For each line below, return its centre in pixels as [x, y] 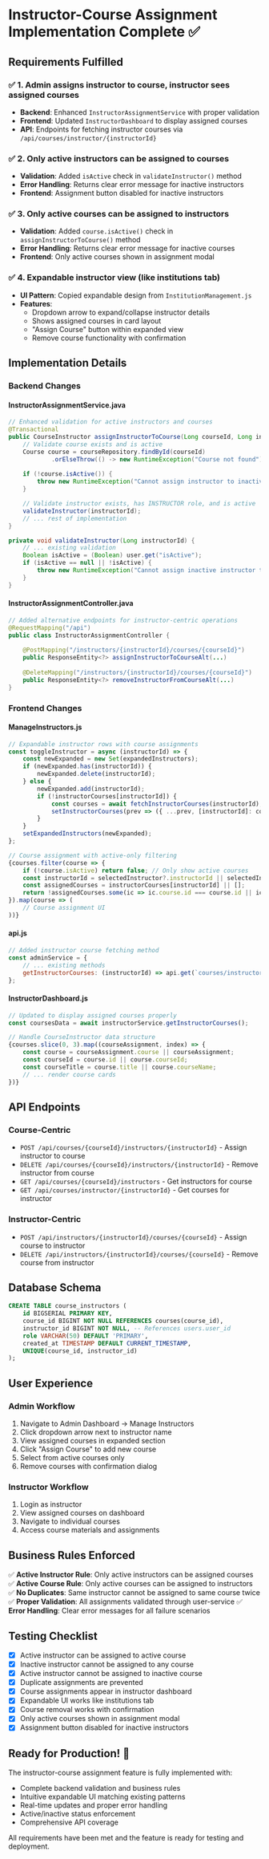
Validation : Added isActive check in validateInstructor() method [131, 176]
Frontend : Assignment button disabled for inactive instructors [122, 193]
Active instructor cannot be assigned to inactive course [111, 1674]
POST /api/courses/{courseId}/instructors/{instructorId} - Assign [133, 1147]
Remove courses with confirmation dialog [88, 1466]
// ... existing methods [64, 965]
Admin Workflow [42, 1406]
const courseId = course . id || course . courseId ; [105, 1060]
